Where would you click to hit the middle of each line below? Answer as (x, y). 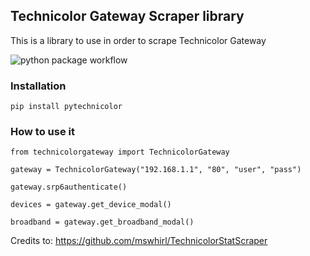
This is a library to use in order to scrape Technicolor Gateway (138, 40)
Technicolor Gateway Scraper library (127, 16)
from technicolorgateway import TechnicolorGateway (120, 152)
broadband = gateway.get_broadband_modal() (102, 222)
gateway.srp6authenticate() (69, 187)
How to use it (42, 132)
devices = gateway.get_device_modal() (91, 205)
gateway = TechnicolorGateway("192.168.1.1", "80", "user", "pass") (156, 170)
